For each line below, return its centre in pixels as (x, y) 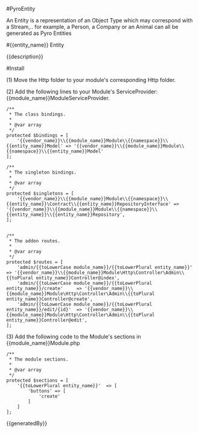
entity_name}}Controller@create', (50, 299)
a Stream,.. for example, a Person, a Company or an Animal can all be (93, 27)
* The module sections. (39, 359)
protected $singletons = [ (40, 194)
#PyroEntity (21, 9)
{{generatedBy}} (27, 423)
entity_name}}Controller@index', (78, 278)
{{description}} (25, 56)
